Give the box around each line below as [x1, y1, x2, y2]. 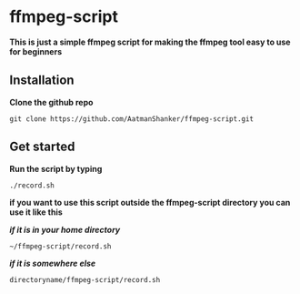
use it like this [9, 207, 64, 218]
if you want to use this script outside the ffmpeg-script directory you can [9, 197, 291, 208]
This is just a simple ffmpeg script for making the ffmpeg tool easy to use [9, 36, 291, 47]
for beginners [9, 46, 62, 56]
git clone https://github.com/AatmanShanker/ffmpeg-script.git [9, 114, 255, 124]
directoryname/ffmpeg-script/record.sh [9, 275, 161, 284]
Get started [9, 139, 75, 155]
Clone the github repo [9, 96, 94, 107]
